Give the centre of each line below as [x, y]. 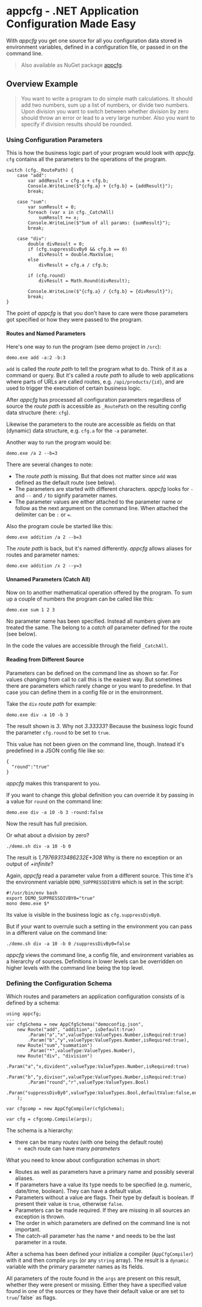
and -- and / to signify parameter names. [66, 496]
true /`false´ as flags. [32, 1297]
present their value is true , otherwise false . [69, 1203]
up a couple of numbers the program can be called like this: [80, 599]
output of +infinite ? [30, 864]
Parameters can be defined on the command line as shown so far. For [92, 673]
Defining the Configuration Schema [59, 983]
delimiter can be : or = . [43, 515]
